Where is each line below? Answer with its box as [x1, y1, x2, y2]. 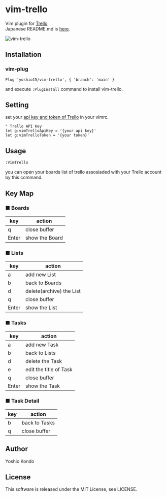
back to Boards [25, 279, 62, 286]
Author [5, 445, 28, 453]
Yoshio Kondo [5, 458, 35, 464]
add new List [25, 271, 56, 278]
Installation [5, 50, 42, 59]
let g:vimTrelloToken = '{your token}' [5, 133, 90, 138]
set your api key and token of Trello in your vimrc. [5, 114, 109, 120]
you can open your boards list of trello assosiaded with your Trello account [5, 169, 162, 175]
